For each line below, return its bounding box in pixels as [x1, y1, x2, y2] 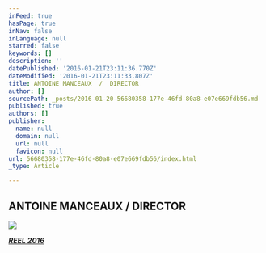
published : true [8, 102, 63, 110]
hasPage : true [8, 19, 57, 27]
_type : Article [8, 162, 60, 171]
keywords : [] [8, 49, 53, 57]
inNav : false [8, 27, 53, 35]
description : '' [8, 57, 63, 65]
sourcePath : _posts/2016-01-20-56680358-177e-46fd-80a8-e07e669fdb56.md [8, 95, 259, 103]
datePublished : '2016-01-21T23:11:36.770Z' [8, 65, 158, 73]
